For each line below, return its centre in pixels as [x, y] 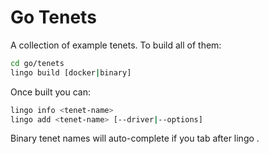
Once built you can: [50, 92]
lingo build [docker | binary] [71, 72]
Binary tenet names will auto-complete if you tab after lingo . [135, 138]
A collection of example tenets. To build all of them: [116, 45]
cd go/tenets [37, 63]
